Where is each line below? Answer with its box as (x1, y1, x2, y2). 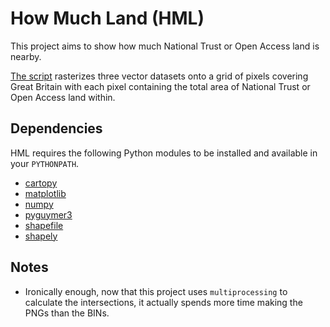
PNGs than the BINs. (24, 307, 110, 319)
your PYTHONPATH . (10, 157, 80, 169)
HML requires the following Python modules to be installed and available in (10, 147, 318, 159)
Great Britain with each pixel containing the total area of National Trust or (10, 80, 311, 92)
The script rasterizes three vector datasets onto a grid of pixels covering (10, 70, 309, 82)
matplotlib (24, 187, 67, 199)
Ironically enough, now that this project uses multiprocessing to (24, 285, 288, 297)
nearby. (10, 50, 42, 62)
